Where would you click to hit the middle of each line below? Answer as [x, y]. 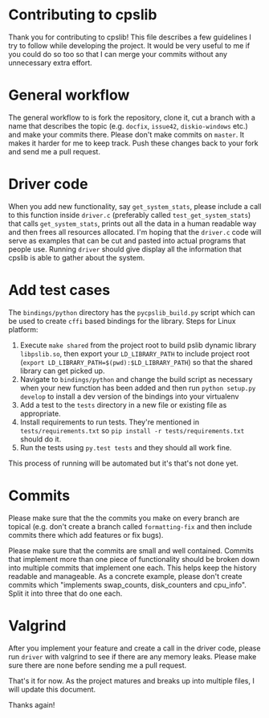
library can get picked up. [62, 371]
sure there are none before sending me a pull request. [98, 665]
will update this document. [52, 689]
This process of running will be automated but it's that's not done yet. [123, 463]
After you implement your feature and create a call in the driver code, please [134, 648]
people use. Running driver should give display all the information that [125, 249]
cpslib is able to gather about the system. [77, 257]
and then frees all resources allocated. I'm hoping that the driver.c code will [135, 232]
